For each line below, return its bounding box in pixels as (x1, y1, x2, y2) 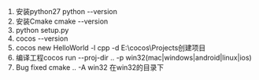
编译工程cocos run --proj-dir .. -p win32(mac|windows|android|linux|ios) (15, 53, 252, 62)
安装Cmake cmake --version (15, 16, 109, 26)
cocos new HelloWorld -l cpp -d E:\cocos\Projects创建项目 (15, 43, 206, 53)
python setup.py (15, 26, 69, 35)
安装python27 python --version (15, 7, 118, 16)
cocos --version (15, 34, 68, 43)
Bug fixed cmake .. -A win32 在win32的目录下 (15, 63, 165, 72)
